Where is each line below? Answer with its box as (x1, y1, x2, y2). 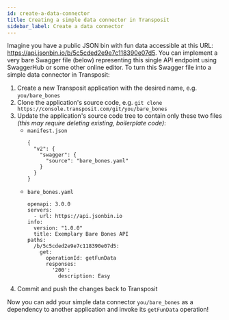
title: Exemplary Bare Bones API (33, 231, 129, 238)
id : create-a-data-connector (7, 10, 90, 17)
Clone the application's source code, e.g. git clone (16, 99, 163, 107)
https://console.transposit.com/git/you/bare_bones (16, 106, 167, 113)
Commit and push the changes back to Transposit (16, 285, 158, 293)
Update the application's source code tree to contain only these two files (16, 112, 222, 120)
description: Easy (57, 273, 111, 280)
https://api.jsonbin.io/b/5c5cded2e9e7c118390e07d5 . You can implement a (7, 49, 218, 57)
